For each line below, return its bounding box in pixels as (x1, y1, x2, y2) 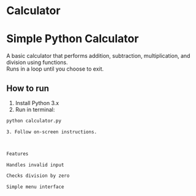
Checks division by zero (6, 173, 70, 179)
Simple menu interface (6, 184, 64, 190)
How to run (6, 83, 50, 93)
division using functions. (6, 59, 69, 66)
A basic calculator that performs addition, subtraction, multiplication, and (6, 52, 190, 60)
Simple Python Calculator (6, 32, 139, 46)
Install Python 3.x (15, 99, 59, 106)
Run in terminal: (15, 106, 55, 113)
